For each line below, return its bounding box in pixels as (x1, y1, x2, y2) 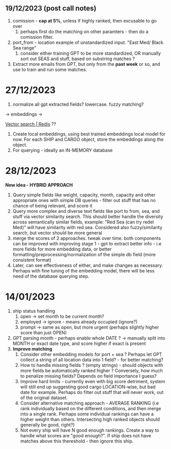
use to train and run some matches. (12, 66, 88, 72)
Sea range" (12, 44, 37, 51)
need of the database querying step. (12, 273, 90, 279)
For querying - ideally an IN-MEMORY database (12, 147, 113, 153)
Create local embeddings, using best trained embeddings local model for (12, 131, 166, 137)
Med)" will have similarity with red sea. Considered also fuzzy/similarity (12, 224, 163, 230)
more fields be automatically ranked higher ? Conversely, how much (20, 367, 163, 373)
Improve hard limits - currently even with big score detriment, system (20, 378, 165, 384)
